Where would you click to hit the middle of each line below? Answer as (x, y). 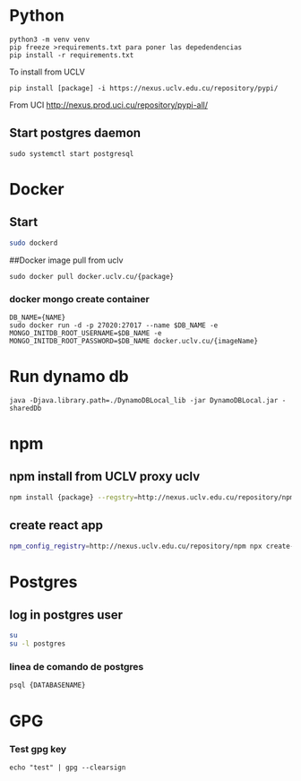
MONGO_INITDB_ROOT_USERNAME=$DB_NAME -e (86, 333)
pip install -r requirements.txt (72, 55)
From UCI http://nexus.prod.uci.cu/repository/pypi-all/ (109, 105)
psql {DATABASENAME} (48, 686)
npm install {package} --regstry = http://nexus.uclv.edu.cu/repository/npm (152, 497)
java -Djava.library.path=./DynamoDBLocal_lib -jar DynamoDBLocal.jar (144, 400)
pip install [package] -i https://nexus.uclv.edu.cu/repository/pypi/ (144, 88)
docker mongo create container (79, 299)
